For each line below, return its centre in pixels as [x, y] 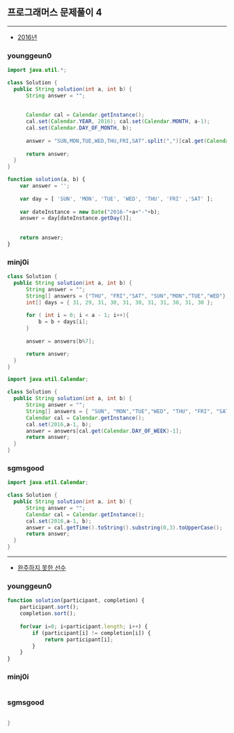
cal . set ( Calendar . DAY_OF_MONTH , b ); [79, 128]
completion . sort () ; [48, 614]
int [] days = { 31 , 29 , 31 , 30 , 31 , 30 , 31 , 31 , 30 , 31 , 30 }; [119, 302]
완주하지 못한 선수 [41, 568]
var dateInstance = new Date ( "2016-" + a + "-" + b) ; [90, 212]
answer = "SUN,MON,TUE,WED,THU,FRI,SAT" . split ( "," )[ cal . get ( [116, 141]
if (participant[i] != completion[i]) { [92, 633]
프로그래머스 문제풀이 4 [55, 13]
